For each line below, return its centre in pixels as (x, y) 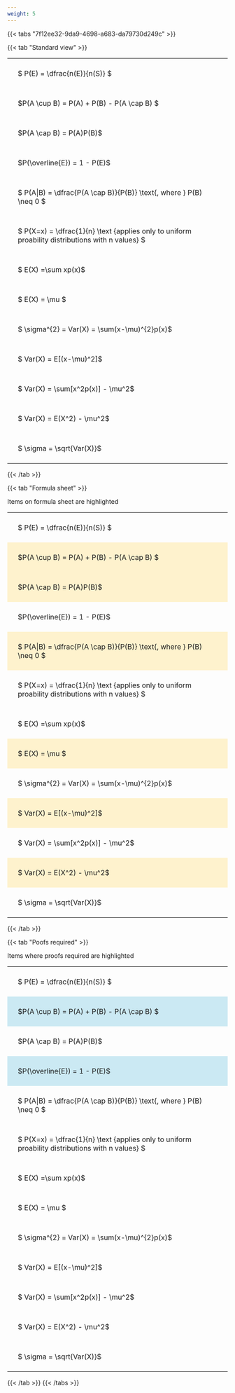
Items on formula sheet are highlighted (63, 501)
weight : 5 (22, 14)
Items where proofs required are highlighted (71, 955)
